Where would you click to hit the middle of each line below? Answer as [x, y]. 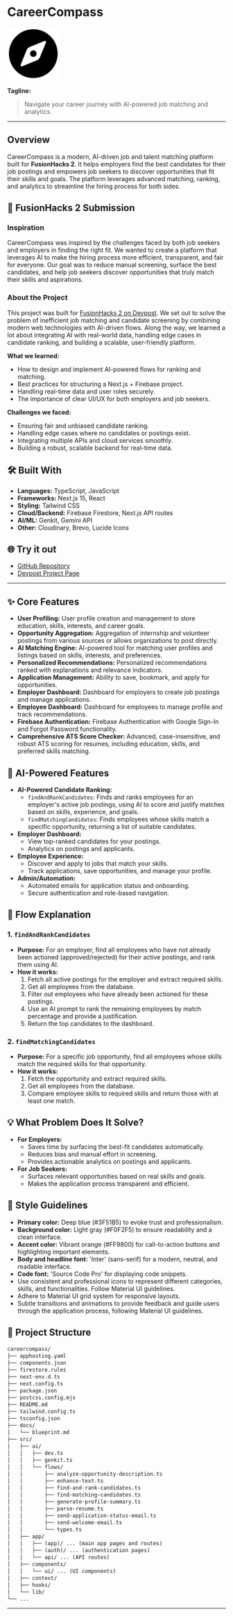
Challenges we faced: [39, 412]
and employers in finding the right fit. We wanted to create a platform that [112, 250]
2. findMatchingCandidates [51, 1041]
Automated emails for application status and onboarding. [109, 885]
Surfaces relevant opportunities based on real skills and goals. [116, 1176]
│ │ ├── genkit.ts [40, 1461]
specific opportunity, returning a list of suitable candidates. [112, 826]
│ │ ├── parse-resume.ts [55, 1509]
